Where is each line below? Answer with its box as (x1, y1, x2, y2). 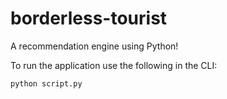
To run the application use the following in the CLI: (10, 59, 218, 71)
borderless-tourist (10, 7, 168, 30)
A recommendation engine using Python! (10, 40, 179, 52)
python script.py (10, 78, 83, 89)
